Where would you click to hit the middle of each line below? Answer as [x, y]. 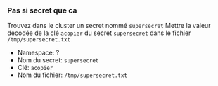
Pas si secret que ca [42, 10]
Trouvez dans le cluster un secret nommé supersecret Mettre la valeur [109, 26]
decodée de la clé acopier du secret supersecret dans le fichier [99, 33]
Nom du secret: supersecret [58, 60]
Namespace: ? [38, 53]
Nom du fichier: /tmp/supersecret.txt [72, 75]
